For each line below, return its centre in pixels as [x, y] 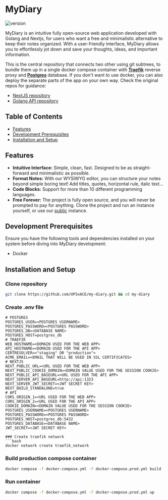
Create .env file [24, 307]
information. [18, 54]
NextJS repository [31, 95]
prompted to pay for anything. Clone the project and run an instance [83, 205]
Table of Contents [34, 117]
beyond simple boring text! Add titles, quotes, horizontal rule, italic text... [88, 184]
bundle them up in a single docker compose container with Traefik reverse [83, 70]
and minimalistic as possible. [60, 173]
